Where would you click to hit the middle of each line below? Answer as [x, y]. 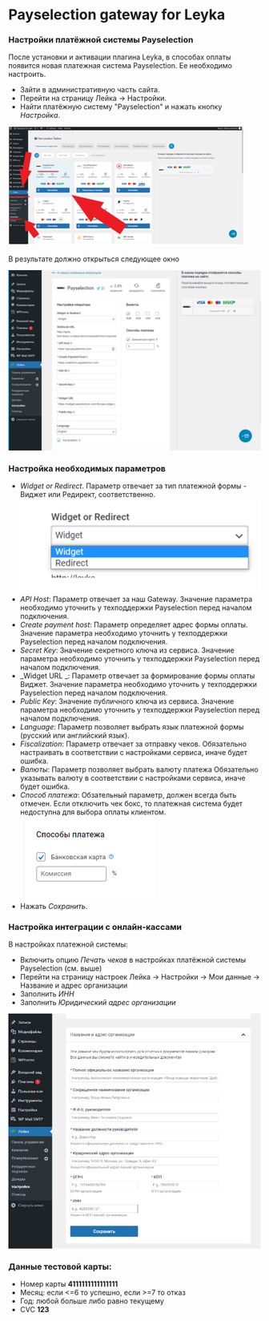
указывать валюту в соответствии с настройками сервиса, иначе [132, 778]
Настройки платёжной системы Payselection [101, 40]
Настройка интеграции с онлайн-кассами [95, 927]
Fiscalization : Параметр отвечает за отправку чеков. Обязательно [133, 744]
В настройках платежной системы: [68, 944]
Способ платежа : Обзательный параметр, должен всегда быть [128, 795]
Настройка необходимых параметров [87, 468]
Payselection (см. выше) [61, 968]
